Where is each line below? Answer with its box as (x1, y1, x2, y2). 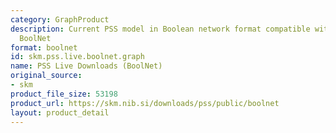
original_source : (10, 71, 83, 81)
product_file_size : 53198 (10, 89, 118, 99)
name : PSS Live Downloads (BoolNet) (10, 61, 163, 71)
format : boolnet (10, 42, 78, 53)
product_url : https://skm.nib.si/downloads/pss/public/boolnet (10, 98, 280, 108)
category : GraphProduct (10, 14, 110, 25)
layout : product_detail (10, 107, 110, 118)
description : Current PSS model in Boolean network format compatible (10, 24, 311, 34)
